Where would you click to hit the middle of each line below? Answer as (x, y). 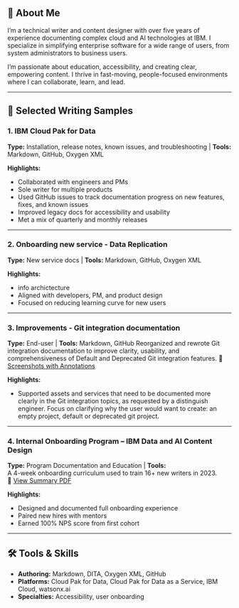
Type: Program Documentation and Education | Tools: (87, 466)
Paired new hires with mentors (62, 516)
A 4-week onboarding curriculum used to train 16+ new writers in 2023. (112, 473)
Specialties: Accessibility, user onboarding (81, 597)
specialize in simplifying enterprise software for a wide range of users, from (118, 45)
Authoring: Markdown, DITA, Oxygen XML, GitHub (92, 574)
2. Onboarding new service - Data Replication (87, 245)
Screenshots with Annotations (52, 366)
